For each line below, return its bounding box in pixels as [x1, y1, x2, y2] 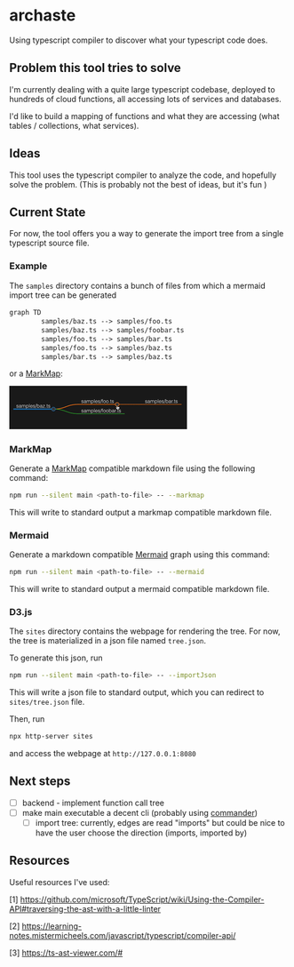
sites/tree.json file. [9, 697, 85, 707]
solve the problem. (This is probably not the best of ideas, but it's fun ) [9, 179, 267, 189]
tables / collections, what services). [9, 120, 139, 131]
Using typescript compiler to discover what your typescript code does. [9, 35, 268, 45]
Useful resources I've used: [9, 876, 110, 887]
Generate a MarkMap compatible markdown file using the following [9, 463, 256, 474]
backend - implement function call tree [21, 797, 164, 808]
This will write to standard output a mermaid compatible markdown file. [9, 584, 270, 595]
